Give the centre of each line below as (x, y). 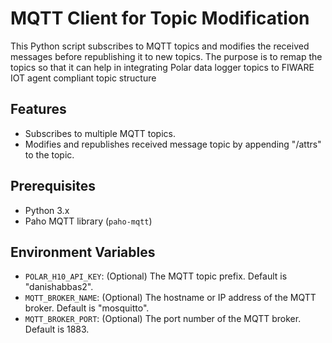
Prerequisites (53, 186)
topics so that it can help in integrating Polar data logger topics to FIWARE (162, 67)
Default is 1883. (57, 329)
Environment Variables (83, 252)
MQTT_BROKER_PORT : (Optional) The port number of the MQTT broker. (163, 319)
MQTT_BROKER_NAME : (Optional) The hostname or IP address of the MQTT (170, 298)
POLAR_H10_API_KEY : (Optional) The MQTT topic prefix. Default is (156, 276)
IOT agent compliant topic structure (83, 78)
